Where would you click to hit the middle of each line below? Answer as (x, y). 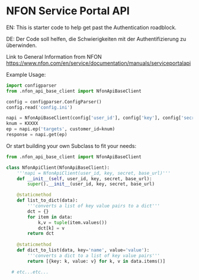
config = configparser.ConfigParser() (54, 102)
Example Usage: (26, 74)
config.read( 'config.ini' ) (39, 107)
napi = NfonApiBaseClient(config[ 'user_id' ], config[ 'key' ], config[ (94, 118)
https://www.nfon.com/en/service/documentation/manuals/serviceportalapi (99, 63)
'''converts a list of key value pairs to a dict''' (94, 206)
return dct (41, 234)
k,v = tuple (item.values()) (73, 222)
